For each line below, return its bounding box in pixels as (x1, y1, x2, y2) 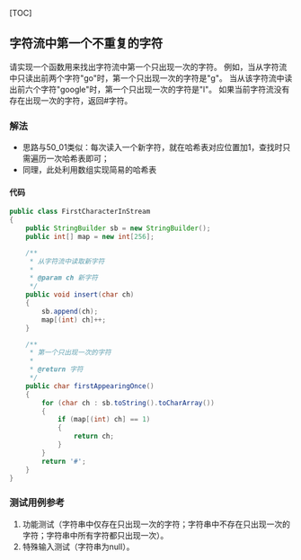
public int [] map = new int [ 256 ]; (25, 232, 155, 241)
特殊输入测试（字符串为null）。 (22, 541, 135, 552)
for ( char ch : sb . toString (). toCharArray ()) (41, 398, 216, 407)
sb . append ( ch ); (41, 307, 99, 316)
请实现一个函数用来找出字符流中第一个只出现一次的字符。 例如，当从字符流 (9, 61, 288, 72)
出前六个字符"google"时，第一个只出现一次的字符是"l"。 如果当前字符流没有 (9, 84, 290, 94)
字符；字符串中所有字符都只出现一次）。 (22, 529, 169, 540)
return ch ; (73, 431, 115, 441)
